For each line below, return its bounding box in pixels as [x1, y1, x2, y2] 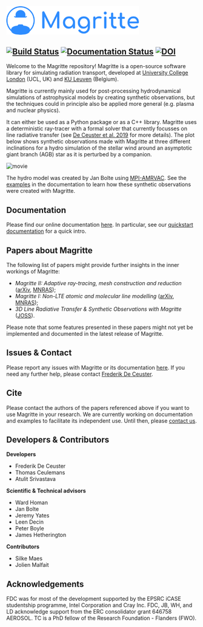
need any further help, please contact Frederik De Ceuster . [6, 370, 153, 378]
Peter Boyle [15, 525, 44, 532]
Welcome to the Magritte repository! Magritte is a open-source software [6, 63, 186, 70]
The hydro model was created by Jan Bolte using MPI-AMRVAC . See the [6, 175, 187, 182]
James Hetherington [15, 532, 67, 539]
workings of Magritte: [6, 268, 60, 275]
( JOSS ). [15, 311, 35, 319]
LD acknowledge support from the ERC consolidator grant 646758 [6, 608, 172, 615]
